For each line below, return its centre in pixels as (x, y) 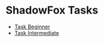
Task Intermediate (37, 33)
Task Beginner (32, 27)
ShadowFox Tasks (52, 10)
